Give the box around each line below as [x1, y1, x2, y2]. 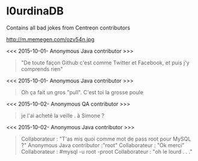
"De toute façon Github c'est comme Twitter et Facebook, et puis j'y [20, 59, 190, 66]
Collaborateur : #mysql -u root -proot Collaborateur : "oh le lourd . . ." [20, 148, 193, 155]
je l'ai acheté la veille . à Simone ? [20, 112, 105, 119]
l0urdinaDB [6, 4, 64, 18]
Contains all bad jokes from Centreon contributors [6, 24, 131, 31]
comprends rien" [20, 65, 63, 73]
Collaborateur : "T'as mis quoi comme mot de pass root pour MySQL [20, 135, 191, 142]
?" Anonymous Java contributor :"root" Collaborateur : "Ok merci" [20, 141, 185, 148]
